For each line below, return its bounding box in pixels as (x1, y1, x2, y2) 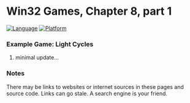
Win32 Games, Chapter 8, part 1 (6, 4, 172, 18)
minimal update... (15, 54, 59, 61)
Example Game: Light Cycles (6, 40, 94, 48)
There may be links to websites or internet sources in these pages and (6, 83, 184, 90)
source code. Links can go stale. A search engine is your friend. (6, 90, 167, 97)
